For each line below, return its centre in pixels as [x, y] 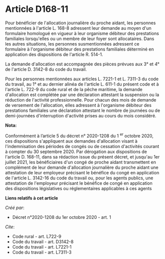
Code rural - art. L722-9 [37, 236]
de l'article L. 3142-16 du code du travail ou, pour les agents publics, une [79, 178]
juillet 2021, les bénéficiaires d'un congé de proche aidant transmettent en [81, 162]
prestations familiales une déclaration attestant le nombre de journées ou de [83, 110]
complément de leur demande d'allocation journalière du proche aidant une [82, 167]
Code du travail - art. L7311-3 [42, 252]
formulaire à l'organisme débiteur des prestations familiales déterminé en [80, 49]
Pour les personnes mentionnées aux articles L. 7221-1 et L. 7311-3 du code [82, 79]
